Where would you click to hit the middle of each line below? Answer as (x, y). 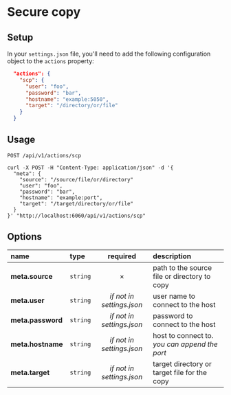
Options (25, 237)
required (122, 256)
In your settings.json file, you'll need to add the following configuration (109, 54)
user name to (174, 296)
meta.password (37, 320)
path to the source (183, 267)
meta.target (30, 372)
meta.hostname (37, 344)
